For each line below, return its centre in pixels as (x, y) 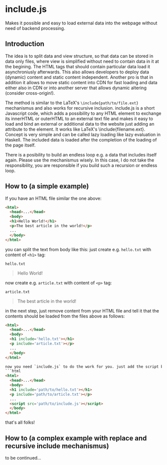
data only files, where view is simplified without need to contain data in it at (82, 61)
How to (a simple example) (47, 186)
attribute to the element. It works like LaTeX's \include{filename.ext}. (75, 129)
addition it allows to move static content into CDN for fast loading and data (81, 82)
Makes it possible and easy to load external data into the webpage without (81, 23)
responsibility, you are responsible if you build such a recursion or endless (81, 165)
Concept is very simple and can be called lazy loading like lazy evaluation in (83, 134)
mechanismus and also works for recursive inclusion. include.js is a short (80, 108)
